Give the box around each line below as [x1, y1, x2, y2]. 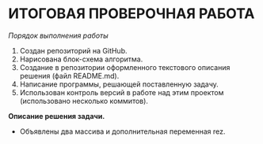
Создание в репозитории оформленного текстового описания [19, 62, 231, 72]
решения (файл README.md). [19, 71, 120, 80]
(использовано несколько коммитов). [19, 96, 149, 105]
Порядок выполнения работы [8, 31, 109, 40]
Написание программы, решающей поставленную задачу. [19, 79, 219, 89]
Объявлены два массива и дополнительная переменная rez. [19, 127, 226, 136]
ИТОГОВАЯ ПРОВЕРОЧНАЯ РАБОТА [8, 5, 255, 23]
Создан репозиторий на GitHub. [19, 46, 128, 55]
